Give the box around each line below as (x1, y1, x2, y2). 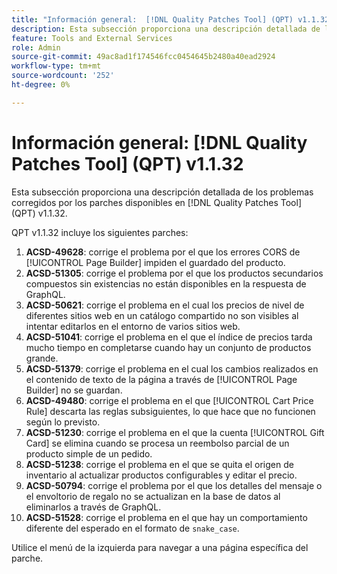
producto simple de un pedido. (25, 447, 153, 460)
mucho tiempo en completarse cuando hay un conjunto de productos (25, 341, 312, 353)
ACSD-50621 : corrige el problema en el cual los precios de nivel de (25, 299, 305, 311)
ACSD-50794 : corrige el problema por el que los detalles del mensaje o (25, 479, 323, 491)
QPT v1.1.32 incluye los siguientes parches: (11, 226, 189, 238)
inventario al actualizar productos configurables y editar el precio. (25, 469, 298, 481)
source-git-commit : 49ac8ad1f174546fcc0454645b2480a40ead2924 (11, 52, 276, 62)
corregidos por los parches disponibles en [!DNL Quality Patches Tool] (11, 196, 302, 208)
